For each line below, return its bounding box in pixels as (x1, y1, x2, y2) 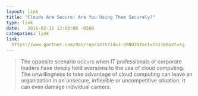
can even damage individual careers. (20, 83, 112, 90)
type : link (6, 20, 33, 25)
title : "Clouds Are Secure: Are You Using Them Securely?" (6, 14, 156, 20)
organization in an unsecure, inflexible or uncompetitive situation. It (20, 76, 186, 84)
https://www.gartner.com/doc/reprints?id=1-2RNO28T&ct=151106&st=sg (11, 42, 185, 48)
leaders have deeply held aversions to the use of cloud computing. (20, 64, 184, 71)
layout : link (6, 8, 39, 15)
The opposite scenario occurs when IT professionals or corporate (20, 57, 182, 65)
